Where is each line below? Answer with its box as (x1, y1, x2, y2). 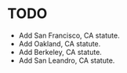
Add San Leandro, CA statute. (18, 56, 115, 65)
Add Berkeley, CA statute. (18, 47, 103, 57)
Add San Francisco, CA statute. (18, 31, 120, 40)
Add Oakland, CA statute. (18, 38, 101, 48)
